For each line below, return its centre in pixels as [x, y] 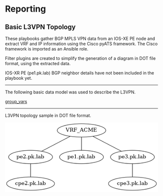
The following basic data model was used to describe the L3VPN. [70, 92]
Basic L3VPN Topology [41, 27]
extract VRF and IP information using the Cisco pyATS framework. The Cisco [81, 44]
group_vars [16, 101]
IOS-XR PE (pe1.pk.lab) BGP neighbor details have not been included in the [80, 73]
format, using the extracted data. [38, 63]
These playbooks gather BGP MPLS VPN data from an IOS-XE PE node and [80, 38]
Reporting [25, 9]
